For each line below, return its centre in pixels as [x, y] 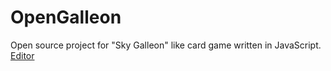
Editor [22, 55]
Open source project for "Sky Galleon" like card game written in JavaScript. [166, 45]
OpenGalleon [66, 17]
